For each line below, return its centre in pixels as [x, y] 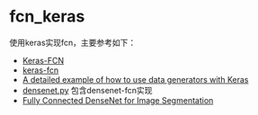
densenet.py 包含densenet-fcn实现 [87, 90]
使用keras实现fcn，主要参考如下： [73, 42]
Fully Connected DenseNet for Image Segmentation [118, 100]
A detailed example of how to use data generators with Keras [135, 79]
